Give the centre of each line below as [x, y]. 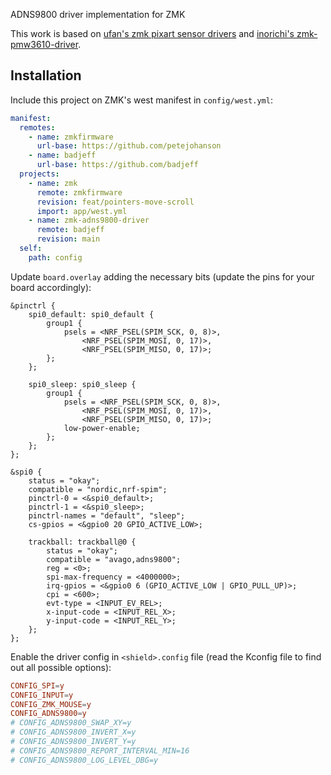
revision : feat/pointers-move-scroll [115, 202]
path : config [55, 257]
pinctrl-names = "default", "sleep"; [107, 515]
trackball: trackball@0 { [82, 542]
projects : [39, 174]
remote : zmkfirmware [79, 192]
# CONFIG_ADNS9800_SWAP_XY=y [71, 723]
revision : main [68, 239]
